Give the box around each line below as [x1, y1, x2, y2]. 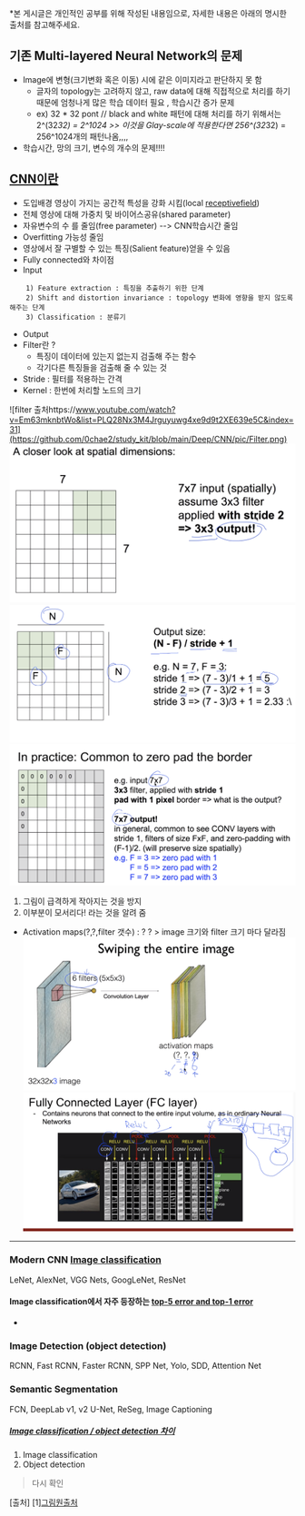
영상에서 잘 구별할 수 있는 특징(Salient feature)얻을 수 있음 [22, 243, 231, 253]
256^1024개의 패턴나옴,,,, [35, 131, 129, 142]
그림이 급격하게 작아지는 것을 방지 [22, 896, 143, 907]
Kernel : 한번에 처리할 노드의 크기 [22, 384, 142, 395]
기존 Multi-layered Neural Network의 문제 [9, 48, 243, 64]
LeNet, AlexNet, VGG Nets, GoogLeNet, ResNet [9, 1274, 186, 1285]
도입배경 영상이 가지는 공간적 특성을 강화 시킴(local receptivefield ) [22, 197, 261, 208]
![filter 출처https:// [9, 403, 76, 415]
